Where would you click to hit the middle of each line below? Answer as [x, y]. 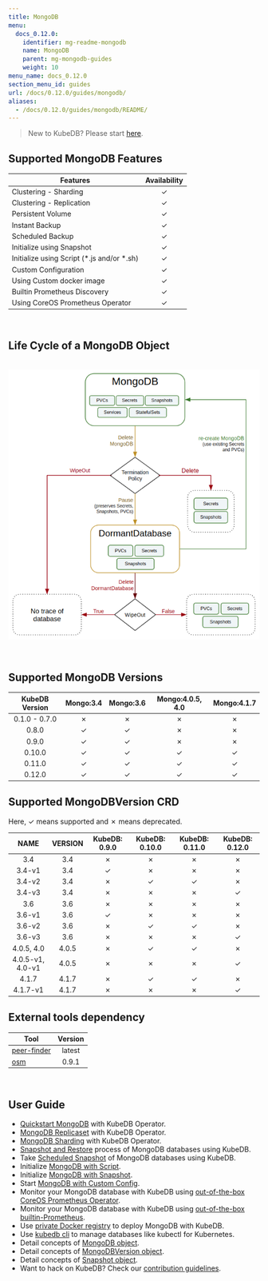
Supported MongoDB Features [85, 159]
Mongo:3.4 [83, 703]
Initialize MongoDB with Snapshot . [76, 1175]
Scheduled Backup [43, 236]
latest [71, 1051]
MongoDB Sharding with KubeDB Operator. [91, 1140]
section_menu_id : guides [49, 84]
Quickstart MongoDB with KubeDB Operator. [93, 1123]
